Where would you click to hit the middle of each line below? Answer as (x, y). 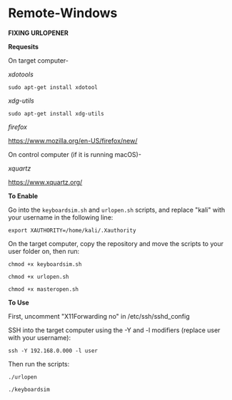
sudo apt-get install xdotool (53, 87)
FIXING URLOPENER (38, 33)
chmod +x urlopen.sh (39, 277)
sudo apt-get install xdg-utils (56, 113)
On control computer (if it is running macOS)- (75, 154)
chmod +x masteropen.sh (44, 289)
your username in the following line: (61, 217)
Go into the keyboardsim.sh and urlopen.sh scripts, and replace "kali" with (117, 210)
